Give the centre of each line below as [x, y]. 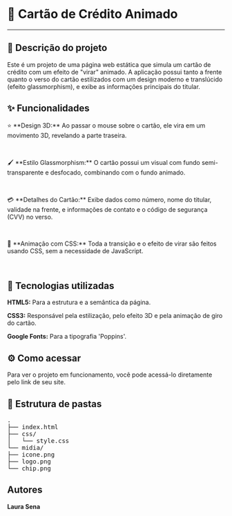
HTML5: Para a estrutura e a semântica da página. [79, 302]
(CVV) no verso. [30, 217]
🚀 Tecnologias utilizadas [61, 286]
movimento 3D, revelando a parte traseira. [67, 135]
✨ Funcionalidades [48, 109]
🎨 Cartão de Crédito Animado [93, 14]
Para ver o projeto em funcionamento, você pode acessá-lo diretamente [110, 375]
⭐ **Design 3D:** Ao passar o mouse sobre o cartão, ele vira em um [106, 125]
